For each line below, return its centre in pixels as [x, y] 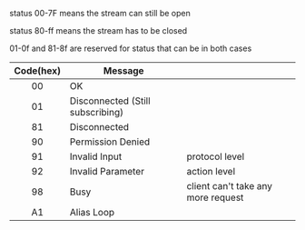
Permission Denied [110, 142]
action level [211, 171]
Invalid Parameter [107, 171]
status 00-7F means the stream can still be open [100, 13]
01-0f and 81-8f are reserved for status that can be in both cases [131, 48]
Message [123, 70]
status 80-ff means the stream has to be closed [98, 30]
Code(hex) [38, 70]
